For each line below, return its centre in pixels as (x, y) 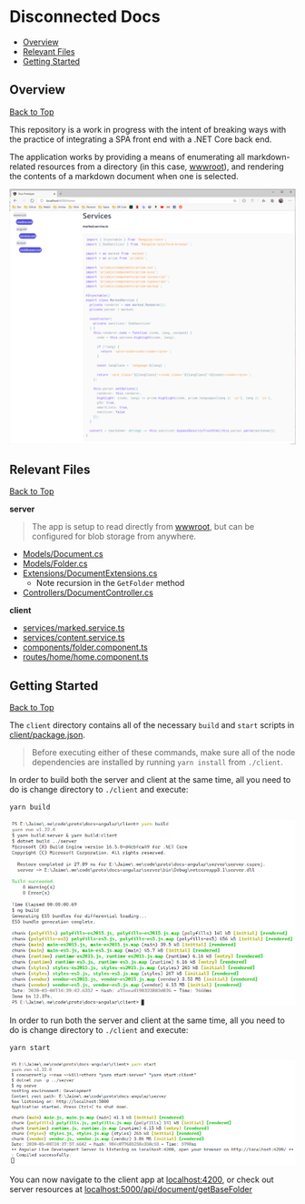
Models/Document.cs (63, 554)
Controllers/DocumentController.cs (88, 592)
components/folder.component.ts (85, 647)
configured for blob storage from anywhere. (114, 536)
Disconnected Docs (85, 17)
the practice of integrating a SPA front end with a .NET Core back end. (141, 139)
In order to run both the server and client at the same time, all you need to (148, 1020)
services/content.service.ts (74, 638)
